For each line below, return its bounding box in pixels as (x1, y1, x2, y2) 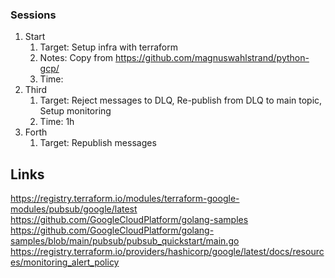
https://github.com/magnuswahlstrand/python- (115, 52, 310, 64)
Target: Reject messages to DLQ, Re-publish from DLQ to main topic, (39, 94, 323, 107)
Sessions (10, 8, 57, 22)
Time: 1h (39, 116, 75, 128)
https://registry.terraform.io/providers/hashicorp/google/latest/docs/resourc (10, 246, 325, 258)
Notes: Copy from (39, 52, 114, 64)
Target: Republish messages (39, 137, 157, 149)
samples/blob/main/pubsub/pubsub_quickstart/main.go (10, 235, 240, 247)
